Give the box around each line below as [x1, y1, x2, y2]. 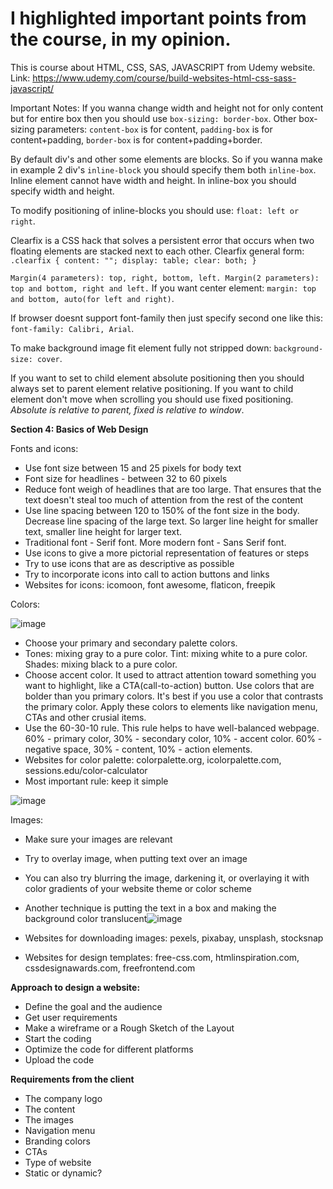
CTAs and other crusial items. [24, 711, 147, 723]
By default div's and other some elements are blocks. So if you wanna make [10, 153, 323, 165]
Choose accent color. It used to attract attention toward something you [24, 668, 317, 681]
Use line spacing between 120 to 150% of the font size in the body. [24, 504, 300, 516]
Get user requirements [24, 1011, 118, 1023]
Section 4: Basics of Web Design [10, 423, 149, 435]
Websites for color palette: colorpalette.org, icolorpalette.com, [24, 753, 282, 766]
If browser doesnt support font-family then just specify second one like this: [10, 312, 324, 324]
